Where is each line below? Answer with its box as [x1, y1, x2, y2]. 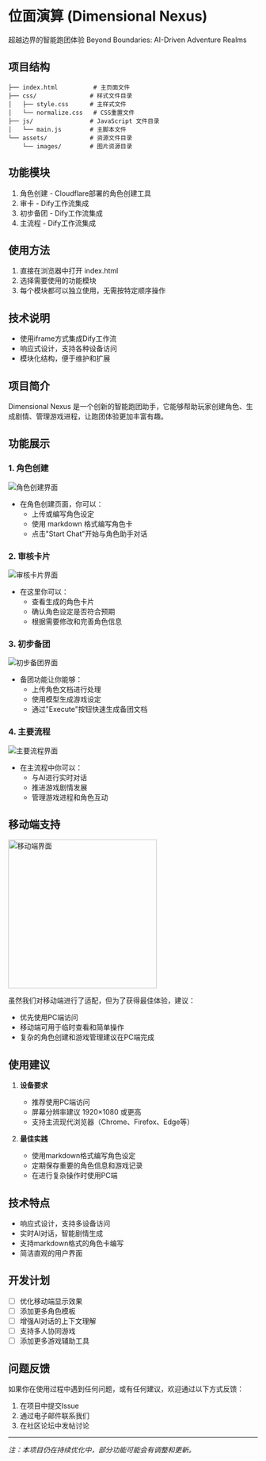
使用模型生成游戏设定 [31, 694, 101, 704]
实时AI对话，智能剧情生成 [19, 1229, 104, 1238]
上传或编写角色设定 [31, 509, 95, 518]
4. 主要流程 [8, 726, 51, 737]
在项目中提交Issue [19, 1401, 79, 1410]
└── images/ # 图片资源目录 [22, 142, 133, 151]
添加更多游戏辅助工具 [19, 1337, 89, 1346]
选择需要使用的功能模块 [19, 276, 97, 285]
